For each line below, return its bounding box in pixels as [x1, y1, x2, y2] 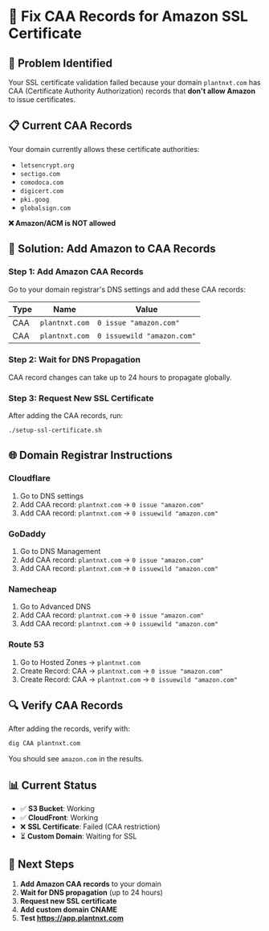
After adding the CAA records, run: [8, 411, 124, 420]
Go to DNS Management [19, 546, 101, 556]
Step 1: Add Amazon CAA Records [8, 266, 144, 277]
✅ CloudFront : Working [19, 813, 99, 822]
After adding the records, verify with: [8, 724, 131, 734]
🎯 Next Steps [8, 858, 75, 872]
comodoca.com [19, 178, 64, 187]
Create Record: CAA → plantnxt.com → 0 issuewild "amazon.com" [19, 675, 238, 684]
